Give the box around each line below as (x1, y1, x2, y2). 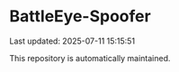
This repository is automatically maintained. (9, 52, 171, 63)
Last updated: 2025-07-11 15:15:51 (9, 36, 136, 46)
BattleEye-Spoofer (9, 6, 151, 27)
